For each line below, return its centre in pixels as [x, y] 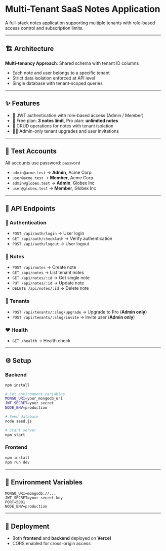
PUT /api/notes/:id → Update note [48, 283]
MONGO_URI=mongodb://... [31, 494]
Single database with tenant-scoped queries [57, 83]
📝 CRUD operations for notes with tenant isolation [63, 126]
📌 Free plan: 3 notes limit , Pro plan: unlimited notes [65, 120]
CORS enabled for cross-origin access [51, 544]
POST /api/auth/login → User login [48, 234]
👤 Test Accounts [31, 151]
